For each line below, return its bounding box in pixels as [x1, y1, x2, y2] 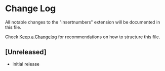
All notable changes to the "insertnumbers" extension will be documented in [5, 19, 161, 25]
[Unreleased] [5, 48, 47, 56]
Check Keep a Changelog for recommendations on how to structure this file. [5, 34, 161, 40]
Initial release [12, 61, 40, 67]
